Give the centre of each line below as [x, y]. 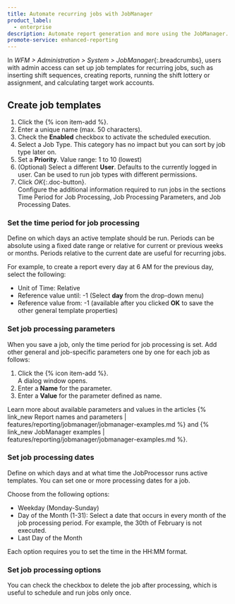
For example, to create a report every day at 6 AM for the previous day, [110, 267]
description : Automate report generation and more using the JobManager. [118, 34]
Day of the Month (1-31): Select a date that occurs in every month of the [122, 515]
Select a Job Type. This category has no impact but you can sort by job [121, 144]
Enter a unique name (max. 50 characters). [80, 129]
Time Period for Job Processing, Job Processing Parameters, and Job [119, 197]
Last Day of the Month [50, 538]
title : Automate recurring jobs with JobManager [80, 14]
